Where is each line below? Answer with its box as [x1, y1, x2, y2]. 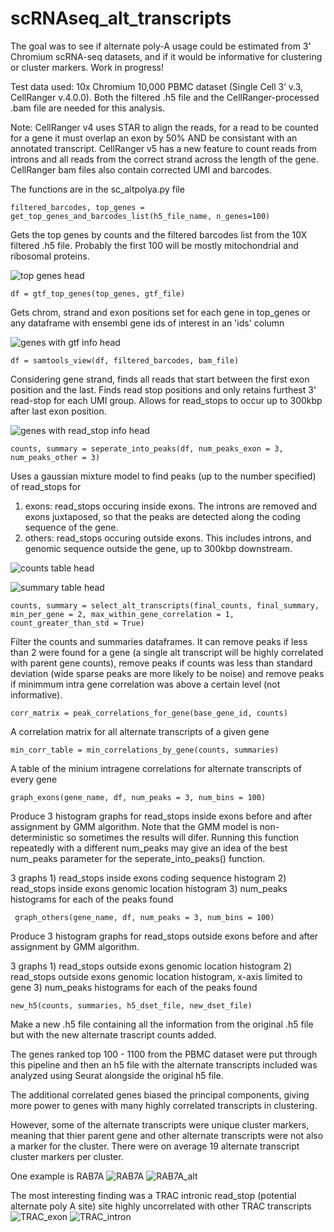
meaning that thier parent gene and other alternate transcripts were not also [10, 1129, 324, 1141]
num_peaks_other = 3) [10, 452, 101, 462]
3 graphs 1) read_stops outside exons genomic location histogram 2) [10, 960, 293, 972]
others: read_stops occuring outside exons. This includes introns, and [24, 532, 312, 544]
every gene [10, 773, 58, 785]
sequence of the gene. [24, 521, 119, 533]
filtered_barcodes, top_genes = [10, 202, 145, 212]
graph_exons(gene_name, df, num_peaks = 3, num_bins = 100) [10, 792, 267, 802]
